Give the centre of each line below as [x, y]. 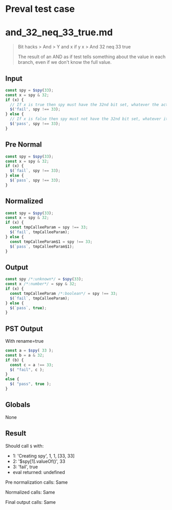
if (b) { [15, 360]
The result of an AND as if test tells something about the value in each [92, 57]
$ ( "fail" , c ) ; [27, 370]
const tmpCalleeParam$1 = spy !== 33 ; [51, 242]
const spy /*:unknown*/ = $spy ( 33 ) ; [44, 279]
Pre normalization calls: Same [37, 482]
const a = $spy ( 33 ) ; [29, 350]
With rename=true [25, 341]
